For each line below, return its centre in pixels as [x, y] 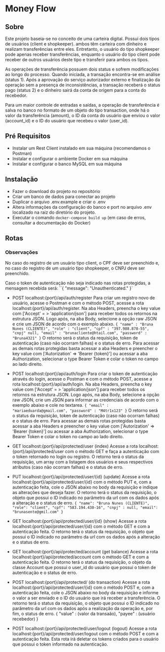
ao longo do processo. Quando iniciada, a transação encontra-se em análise [82, 74]
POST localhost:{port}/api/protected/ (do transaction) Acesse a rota [81, 582]
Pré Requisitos [28, 136]
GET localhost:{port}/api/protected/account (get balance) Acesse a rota [85, 552]
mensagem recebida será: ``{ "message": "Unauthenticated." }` [69, 288]
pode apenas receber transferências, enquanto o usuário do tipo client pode [82, 54]
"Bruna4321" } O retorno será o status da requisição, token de [75, 338]
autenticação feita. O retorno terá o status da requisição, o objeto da [82, 562]
